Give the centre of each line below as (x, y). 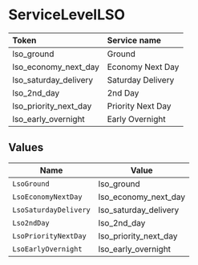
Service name (134, 40)
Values (26, 147)
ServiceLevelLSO (67, 15)
